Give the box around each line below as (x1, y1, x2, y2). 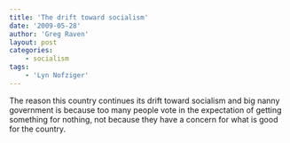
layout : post (9, 37, 58, 47)
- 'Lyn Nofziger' (25, 71, 90, 80)
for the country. (9, 123, 67, 134)
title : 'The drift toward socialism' (9, 12, 149, 22)
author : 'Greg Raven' (9, 29, 90, 38)
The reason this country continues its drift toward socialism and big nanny (9, 95, 280, 106)
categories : (9, 46, 53, 55)
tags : (9, 63, 29, 72)
